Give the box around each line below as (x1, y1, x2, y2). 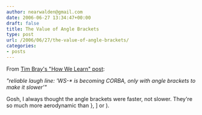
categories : (6, 43, 37, 49)
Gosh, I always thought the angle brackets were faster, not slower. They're (6, 95, 193, 102)
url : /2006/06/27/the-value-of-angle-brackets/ (6, 37, 130, 43)
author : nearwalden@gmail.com (6, 9, 83, 15)
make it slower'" (6, 83, 47, 91)
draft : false (6, 20, 40, 26)
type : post (6, 32, 34, 38)
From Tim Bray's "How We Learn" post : (6, 65, 105, 72)
